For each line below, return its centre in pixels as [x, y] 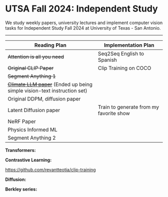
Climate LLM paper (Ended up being [50, 84]
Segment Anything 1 [32, 76]
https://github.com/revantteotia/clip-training [50, 169]
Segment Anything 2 [32, 138]
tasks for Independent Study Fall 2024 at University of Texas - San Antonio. [83, 28]
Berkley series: [21, 189]
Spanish [107, 60]
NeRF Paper [22, 121]
